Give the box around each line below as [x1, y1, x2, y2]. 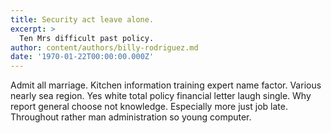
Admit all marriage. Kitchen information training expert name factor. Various [10, 79, 322, 91]
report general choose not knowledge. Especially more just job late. [10, 101, 288, 113]
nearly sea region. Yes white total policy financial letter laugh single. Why [10, 90, 312, 102]
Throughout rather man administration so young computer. [10, 111, 252, 123]
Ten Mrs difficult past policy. [19, 33, 155, 43]
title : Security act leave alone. [10, 14, 155, 25]
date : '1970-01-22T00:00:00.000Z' [10, 52, 155, 62]
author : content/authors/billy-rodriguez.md [10, 42, 199, 53]
